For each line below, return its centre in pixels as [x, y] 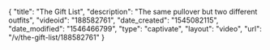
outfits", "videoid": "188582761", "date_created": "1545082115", [114, 20]
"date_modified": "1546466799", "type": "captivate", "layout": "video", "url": [135, 29]
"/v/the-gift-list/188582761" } [57, 37]
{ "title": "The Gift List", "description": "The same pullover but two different [133, 12]
